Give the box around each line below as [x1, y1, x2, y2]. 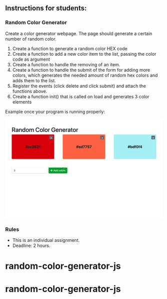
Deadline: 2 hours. [12, 243, 50, 249]
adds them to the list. [12, 77, 56, 83]
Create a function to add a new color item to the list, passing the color [12, 51, 156, 57]
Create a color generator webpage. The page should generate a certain [5, 30, 152, 37]
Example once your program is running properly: [5, 108, 105, 114]
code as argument [12, 56, 50, 62]
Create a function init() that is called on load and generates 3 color [12, 93, 149, 99]
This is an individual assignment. [12, 237, 80, 243]
